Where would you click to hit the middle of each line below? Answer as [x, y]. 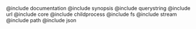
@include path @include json [41, 20]
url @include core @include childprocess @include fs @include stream [92, 14]
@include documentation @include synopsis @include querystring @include [98, 8]
